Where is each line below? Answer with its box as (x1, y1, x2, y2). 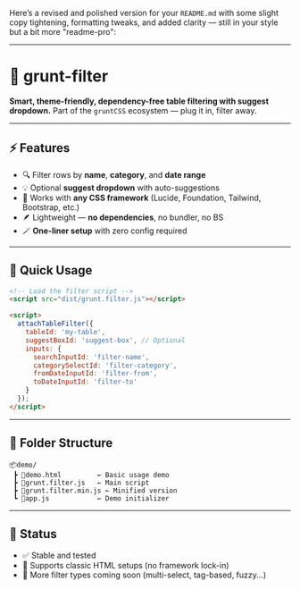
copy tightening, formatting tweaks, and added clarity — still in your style (9, 17, 279, 28)
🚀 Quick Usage (9, 263, 93, 278)
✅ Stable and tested (21, 550, 96, 561)
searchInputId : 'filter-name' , (32, 352, 150, 361)
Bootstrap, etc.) (21, 201, 80, 213)
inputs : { (25, 344, 62, 353)
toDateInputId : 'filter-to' (32, 377, 138, 387)
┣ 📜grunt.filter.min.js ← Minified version (12, 486, 178, 495)
